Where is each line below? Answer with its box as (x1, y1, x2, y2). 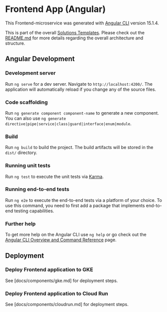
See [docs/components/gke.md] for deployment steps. (5, 278, 118, 284)
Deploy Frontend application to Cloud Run (5, 290, 109, 297)
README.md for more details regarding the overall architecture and (5, 35, 144, 41)
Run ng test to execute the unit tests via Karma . (5, 173, 104, 179)
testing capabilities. (14, 208, 54, 214)
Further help (5, 220, 36, 227)
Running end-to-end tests (5, 186, 70, 193)
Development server (5, 70, 56, 77)
